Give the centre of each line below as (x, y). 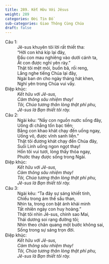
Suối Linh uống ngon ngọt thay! (49, 147)
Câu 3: (12, 188)
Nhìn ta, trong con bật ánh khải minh (54, 204)
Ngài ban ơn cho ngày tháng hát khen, (56, 79)
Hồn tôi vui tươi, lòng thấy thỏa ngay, (54, 152)
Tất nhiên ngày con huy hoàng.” (49, 209)
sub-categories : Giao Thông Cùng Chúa (44, 23)
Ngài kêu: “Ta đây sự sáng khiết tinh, (54, 193)
